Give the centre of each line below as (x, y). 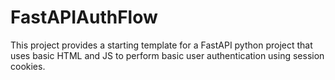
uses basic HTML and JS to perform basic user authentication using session (167, 55)
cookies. (28, 66)
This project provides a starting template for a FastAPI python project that (161, 45)
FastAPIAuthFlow (84, 17)
